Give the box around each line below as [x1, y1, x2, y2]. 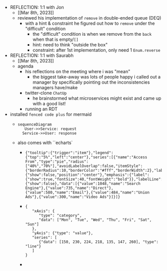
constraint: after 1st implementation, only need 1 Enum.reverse [32, 47, 160, 53]
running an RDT [25, 106, 58, 112]
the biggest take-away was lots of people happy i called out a [32, 74, 161, 80]
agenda [17, 63, 34, 69]
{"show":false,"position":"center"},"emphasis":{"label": [25, 172, 150, 177]
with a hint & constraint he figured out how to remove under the [25, 20, 155, 26]
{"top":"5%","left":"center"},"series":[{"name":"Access [25, 155, 147, 160]
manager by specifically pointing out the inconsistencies [32, 79, 150, 85]
